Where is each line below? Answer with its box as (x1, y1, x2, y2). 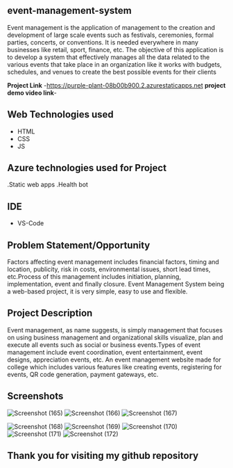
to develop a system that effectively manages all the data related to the (7, 53, 210, 61)
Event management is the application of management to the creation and (7, 23, 216, 31)
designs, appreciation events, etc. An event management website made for (7, 355, 222, 364)
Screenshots (7, 390, 64, 402)
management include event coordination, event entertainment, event (7, 348, 203, 356)
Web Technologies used (7, 108, 114, 120)
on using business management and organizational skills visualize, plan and (7, 333, 223, 341)
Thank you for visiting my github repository (7, 450, 199, 462)
